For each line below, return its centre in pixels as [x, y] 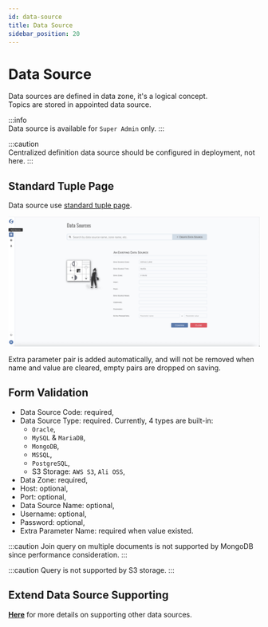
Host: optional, [44, 488]
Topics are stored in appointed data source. [80, 104]
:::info [18, 120]
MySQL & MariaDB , [59, 437]
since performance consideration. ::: [68, 554]
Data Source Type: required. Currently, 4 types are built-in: [116, 420]
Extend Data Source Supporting [89, 595]
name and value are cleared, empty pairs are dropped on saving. [114, 368]
